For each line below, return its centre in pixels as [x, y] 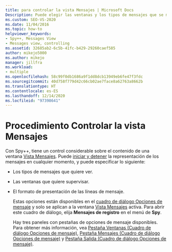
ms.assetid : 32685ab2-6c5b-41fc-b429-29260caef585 [60, 48]
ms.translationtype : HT [31, 86]
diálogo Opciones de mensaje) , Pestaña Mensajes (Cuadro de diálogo [86, 233]
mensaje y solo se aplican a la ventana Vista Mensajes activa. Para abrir [89, 207]
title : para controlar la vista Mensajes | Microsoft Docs [70, 10]
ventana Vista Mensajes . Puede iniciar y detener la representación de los [82, 156]
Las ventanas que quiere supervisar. [51, 182]
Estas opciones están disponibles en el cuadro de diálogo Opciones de [88, 202]
